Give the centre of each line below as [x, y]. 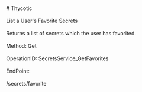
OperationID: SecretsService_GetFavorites [57, 58]
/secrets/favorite [26, 83]
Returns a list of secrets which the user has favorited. [71, 33]
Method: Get [21, 46]
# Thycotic [19, 8]
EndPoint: [18, 71]
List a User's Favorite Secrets [42, 21]
